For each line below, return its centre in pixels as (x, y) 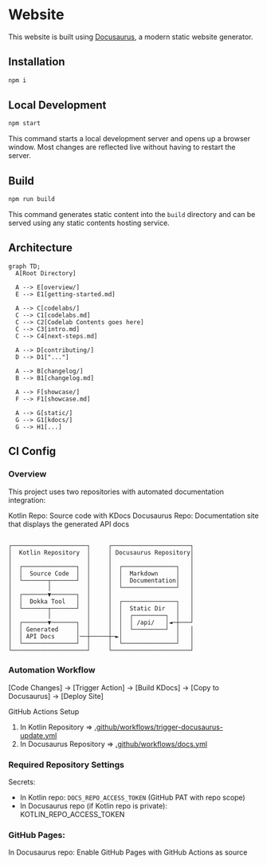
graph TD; (25, 266)
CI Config (32, 451)
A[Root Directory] (46, 273)
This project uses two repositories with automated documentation (116, 492)
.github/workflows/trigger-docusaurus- (159, 727)
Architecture (41, 248)
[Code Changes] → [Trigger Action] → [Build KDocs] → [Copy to (114, 687)
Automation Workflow (52, 670)
